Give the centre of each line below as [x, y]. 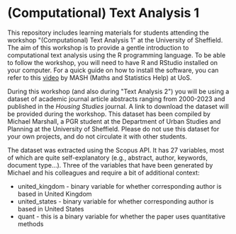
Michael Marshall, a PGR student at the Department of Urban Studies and [114, 121]
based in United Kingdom [55, 194]
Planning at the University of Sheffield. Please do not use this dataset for [113, 129]
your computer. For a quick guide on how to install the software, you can [113, 70]
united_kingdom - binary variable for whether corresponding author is [119, 186]
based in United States [51, 209]
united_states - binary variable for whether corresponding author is [116, 201]
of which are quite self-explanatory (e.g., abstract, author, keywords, [107, 158]
